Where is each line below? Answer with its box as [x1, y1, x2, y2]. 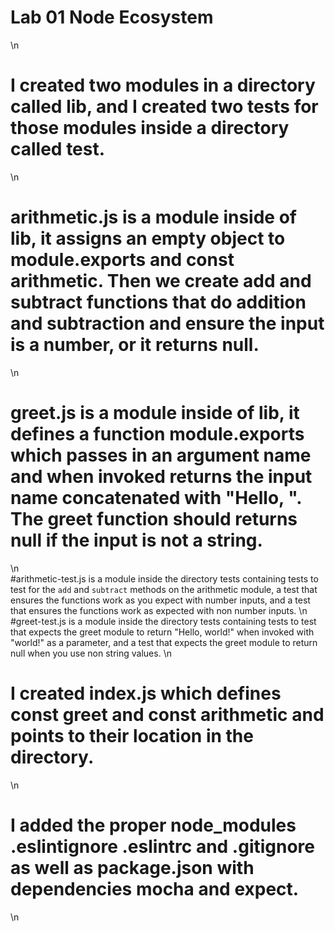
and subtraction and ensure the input [10, 312, 325, 335]
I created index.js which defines [10, 682, 282, 705]
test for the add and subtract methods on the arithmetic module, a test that [10, 583, 318, 595]
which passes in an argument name [10, 444, 312, 466]
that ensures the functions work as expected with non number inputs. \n [10, 604, 308, 616]
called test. [10, 138, 106, 161]
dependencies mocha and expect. [10, 877, 300, 900]
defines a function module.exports [10, 423, 305, 445]
